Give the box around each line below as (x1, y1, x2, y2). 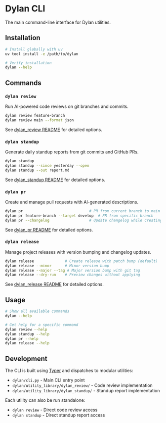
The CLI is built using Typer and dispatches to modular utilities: (5, 368, 133, 374)
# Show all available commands (5, 309, 70, 314)
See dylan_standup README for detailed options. (5, 177, 105, 183)
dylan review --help (5, 327, 48, 332)
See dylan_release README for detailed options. (5, 282, 104, 287)
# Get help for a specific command (5, 322, 79, 327)
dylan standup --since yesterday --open (5, 163, 90, 168)
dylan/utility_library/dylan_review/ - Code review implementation (12, 382, 153, 388)
